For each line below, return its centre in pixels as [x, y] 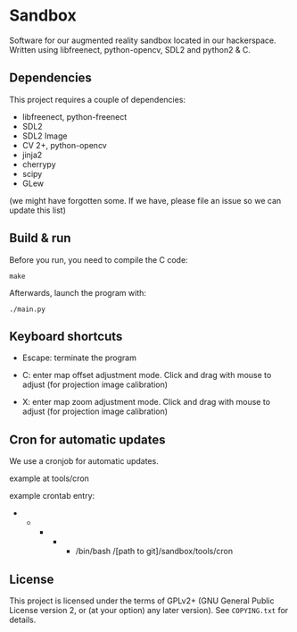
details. [23, 619]
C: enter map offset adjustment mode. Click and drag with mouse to [147, 375]
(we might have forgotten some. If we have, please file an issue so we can [145, 200]
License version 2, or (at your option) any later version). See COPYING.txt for [149, 610]
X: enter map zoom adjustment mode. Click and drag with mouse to [146, 402]
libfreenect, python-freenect [74, 116]
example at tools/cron [49, 478]
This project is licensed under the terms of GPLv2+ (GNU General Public [142, 601]
